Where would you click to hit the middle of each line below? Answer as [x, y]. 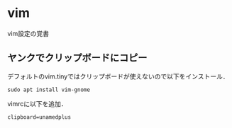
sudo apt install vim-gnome [49, 90]
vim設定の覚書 [28, 33]
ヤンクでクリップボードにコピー [77, 58]
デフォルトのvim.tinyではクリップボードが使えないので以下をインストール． [118, 76]
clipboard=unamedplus [39, 117]
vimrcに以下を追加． [37, 103]
